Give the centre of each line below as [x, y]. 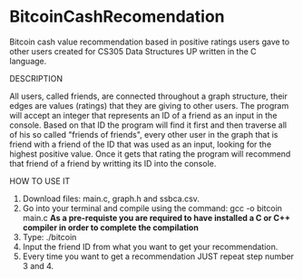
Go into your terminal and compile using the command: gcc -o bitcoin [152, 208]
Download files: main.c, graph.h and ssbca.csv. [111, 198]
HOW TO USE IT [40, 181]
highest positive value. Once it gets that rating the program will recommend [150, 154]
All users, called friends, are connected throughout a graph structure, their [148, 96]
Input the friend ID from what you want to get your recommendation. [150, 246]
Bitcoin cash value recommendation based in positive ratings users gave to [150, 42]
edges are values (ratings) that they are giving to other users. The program [149, 105]
